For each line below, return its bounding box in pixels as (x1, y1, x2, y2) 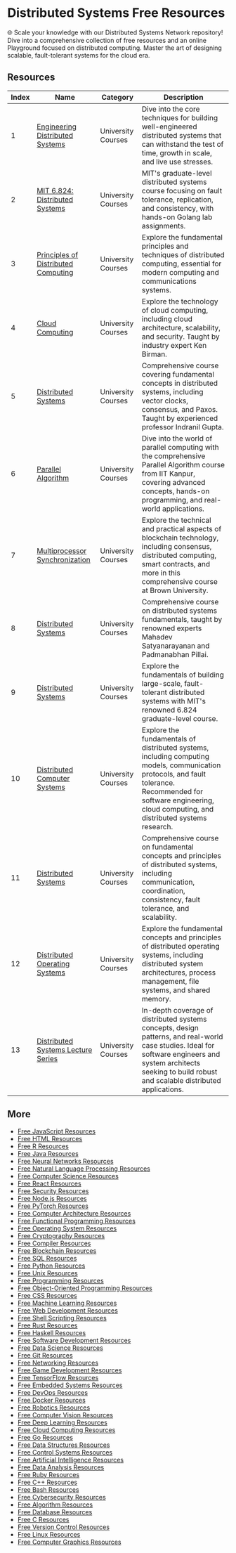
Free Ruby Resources (17, 1470, 79, 1479)
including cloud (141, 314, 193, 324)
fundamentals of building (141, 670, 225, 680)
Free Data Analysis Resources (17, 1463, 105, 1471)
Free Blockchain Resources (17, 1246, 97, 1255)
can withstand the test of (141, 139, 224, 149)
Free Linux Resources (17, 1530, 81, 1538)
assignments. (141, 221, 186, 230)
